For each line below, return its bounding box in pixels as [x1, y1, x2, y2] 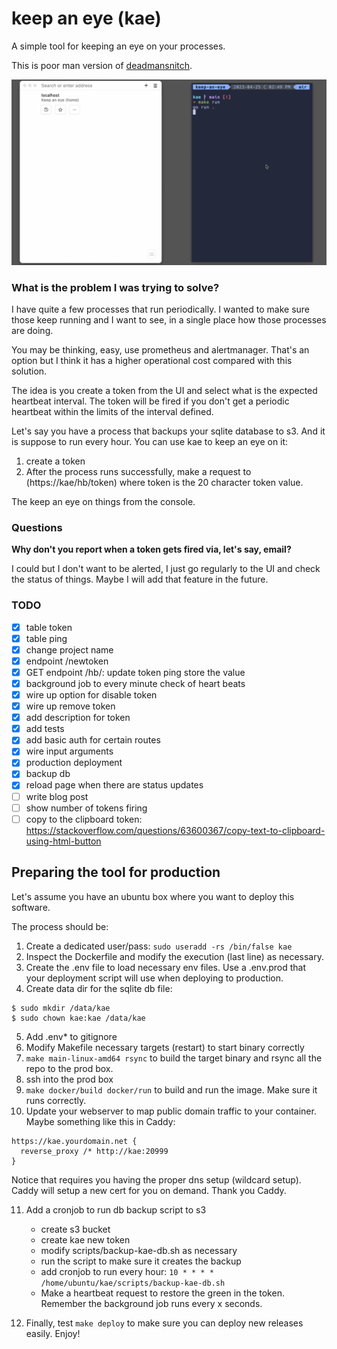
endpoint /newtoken [25, 655, 109, 667]
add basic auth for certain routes [25, 734, 161, 746]
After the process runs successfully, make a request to [25, 466, 252, 478]
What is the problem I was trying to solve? [11, 280, 220, 294]
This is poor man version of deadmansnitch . [11, 59, 193, 71]
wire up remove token [25, 700, 116, 712]
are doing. [11, 325, 54, 337]
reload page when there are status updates [25, 779, 204, 791]
